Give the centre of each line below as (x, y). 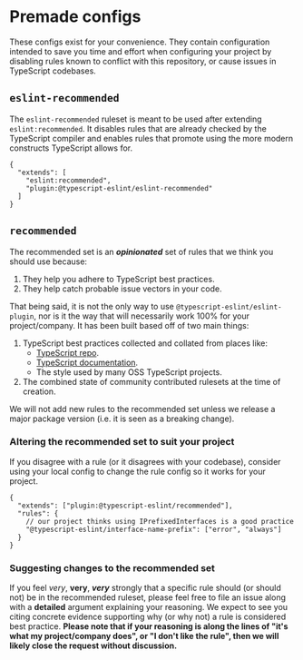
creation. (39, 391)
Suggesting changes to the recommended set (112, 567)
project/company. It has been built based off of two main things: (129, 325)
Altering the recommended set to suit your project (122, 442)
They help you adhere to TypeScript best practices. (118, 279)
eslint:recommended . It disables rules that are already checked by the (138, 128)
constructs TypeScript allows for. (71, 148)
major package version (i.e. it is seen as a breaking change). (122, 419)
